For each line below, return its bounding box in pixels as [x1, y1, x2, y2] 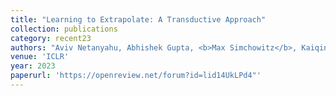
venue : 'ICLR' [10, 52, 70, 62]
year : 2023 [10, 61, 56, 71]
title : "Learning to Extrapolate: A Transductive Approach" [10, 14, 267, 25]
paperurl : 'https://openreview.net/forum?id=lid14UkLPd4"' [10, 71, 262, 81]
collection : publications [10, 24, 118, 34]
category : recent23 [10, 33, 92, 43]
